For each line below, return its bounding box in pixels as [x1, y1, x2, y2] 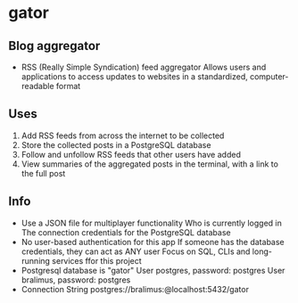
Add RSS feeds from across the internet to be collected [21, 130, 225, 141]
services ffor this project [52, 255, 142, 266]
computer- [249, 71, 289, 82]
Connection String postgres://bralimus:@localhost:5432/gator [21, 283, 249, 294]
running [21, 255, 51, 266]
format [55, 81, 81, 91]
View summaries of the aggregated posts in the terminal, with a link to [21, 159, 278, 169]
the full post [21, 168, 66, 178]
